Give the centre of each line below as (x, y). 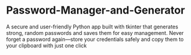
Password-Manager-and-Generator (96, 10)
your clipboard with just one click (46, 46)
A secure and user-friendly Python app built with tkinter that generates (92, 27)
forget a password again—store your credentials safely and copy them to (95, 39)
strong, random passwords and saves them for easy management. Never (95, 33)
